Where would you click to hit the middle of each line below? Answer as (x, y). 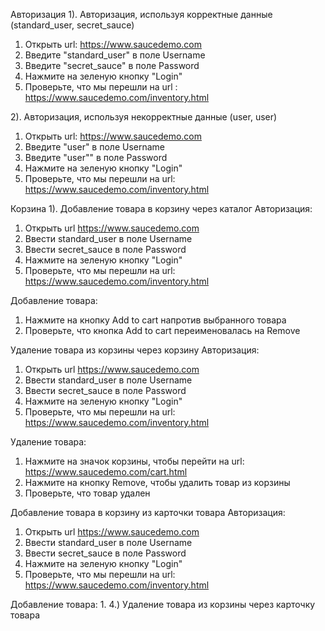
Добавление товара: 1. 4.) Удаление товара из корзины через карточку (163, 604)
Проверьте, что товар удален (87, 493)
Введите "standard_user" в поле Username (115, 55)
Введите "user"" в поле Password (96, 157)
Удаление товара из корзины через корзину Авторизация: (135, 350)
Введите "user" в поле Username (95, 147)
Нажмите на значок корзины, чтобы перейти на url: (134, 461)
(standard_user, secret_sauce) (72, 25)
